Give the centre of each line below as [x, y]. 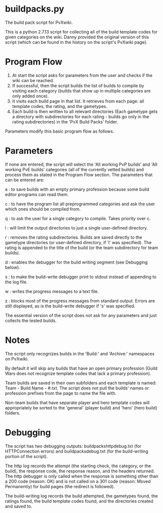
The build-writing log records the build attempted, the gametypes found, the [81, 496]
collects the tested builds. [31, 320]
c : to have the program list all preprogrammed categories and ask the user [80, 204]
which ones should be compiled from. [43, 209]
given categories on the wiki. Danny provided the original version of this [77, 37]
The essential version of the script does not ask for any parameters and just [81, 315]
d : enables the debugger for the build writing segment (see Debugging [76, 262]
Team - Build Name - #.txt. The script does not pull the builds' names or [77, 388]
